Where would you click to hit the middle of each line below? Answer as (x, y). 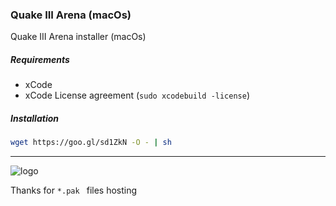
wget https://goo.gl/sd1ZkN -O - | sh (91, 143)
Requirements (40, 59)
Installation (34, 118)
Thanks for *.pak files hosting (74, 190)
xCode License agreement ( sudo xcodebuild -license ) (137, 95)
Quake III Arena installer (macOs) (78, 37)
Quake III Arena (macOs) (71, 15)
